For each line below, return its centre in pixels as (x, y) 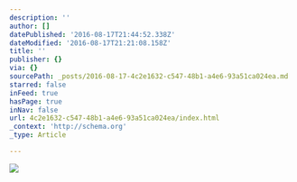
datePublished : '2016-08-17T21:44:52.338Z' (93, 34)
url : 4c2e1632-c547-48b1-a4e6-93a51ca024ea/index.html (115, 118)
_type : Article (38, 135)
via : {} (24, 68)
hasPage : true (36, 101)
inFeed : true (34, 93)
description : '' (40, 18)
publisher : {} (36, 59)
